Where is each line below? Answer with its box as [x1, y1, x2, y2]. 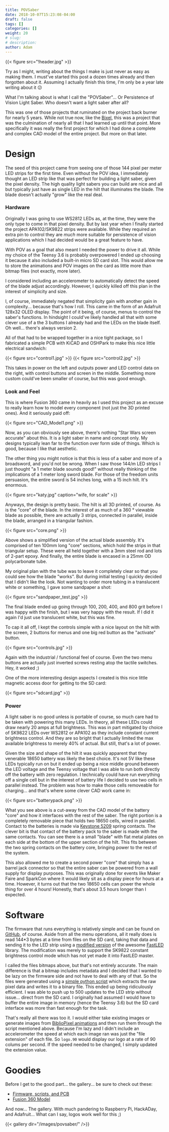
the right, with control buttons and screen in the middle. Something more [5, 370, 156, 376]
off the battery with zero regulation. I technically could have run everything [5, 771, 160, 777]
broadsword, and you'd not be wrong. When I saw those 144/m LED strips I [5, 461, 161, 467]
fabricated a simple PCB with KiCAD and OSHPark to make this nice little [5, 340, 155, 346]
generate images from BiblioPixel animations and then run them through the [5, 1020, 162, 1026]
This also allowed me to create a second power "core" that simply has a [5, 859, 154, 865]
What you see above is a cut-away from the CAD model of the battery [5, 807, 150, 813]
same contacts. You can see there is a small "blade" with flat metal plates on [5, 834, 164, 840]
